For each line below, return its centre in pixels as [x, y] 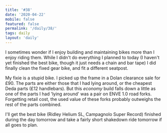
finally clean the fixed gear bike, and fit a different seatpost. [67, 68]
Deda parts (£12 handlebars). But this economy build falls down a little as [80, 88]
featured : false [22, 24]
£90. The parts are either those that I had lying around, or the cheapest [78, 83]
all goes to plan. [22, 125]
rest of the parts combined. [33, 104]
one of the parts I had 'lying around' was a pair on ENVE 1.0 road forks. [78, 94]
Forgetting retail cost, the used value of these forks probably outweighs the [83, 99]
